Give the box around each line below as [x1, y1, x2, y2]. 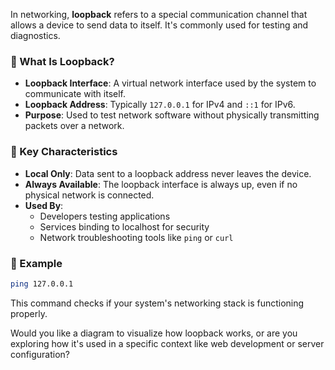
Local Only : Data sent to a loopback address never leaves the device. [24, 167, 312, 179]
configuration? [10, 348, 71, 360]
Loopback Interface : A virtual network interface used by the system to [24, 77, 317, 89]
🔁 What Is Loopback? [10, 54, 115, 68]
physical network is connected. [24, 189, 155, 201]
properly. [10, 307, 48, 319]
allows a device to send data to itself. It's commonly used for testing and [10, 19, 309, 31]
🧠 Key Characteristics [10, 145, 118, 159]
